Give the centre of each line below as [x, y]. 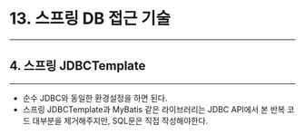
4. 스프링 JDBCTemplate [78, 66]
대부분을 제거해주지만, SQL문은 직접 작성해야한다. [120, 121]
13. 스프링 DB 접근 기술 [90, 19]
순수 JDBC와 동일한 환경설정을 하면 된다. [95, 98]
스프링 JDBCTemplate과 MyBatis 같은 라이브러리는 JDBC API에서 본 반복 [154, 109]
